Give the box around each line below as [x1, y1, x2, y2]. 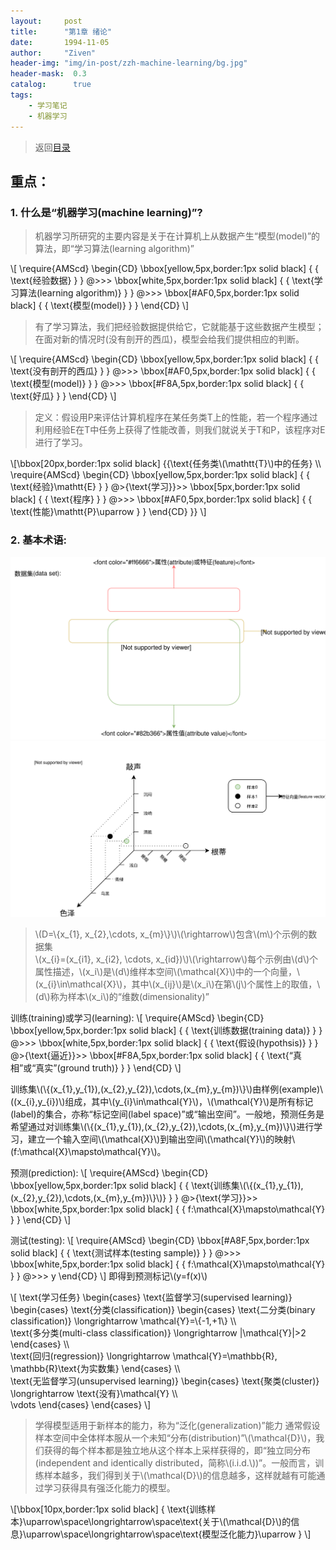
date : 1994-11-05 [10, 37, 110, 47]
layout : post [10, 16, 83, 26]
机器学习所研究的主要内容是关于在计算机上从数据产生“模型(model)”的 [34, 230, 321, 242]
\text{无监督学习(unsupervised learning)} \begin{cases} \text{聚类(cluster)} [10, 1375, 320, 1387]
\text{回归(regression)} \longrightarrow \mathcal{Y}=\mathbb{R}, [10, 1350, 278, 1362]
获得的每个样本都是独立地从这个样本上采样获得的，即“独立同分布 [43, 1444, 311, 1456]
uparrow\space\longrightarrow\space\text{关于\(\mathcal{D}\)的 [26, 1515, 292, 1527]
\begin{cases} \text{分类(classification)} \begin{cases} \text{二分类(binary [10, 1303, 316, 1315]
